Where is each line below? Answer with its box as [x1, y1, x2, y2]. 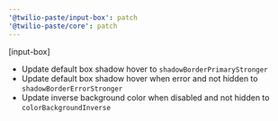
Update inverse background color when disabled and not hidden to [21, 91, 270, 103]
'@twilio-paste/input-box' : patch [8, 13, 139, 22]
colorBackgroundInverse [21, 103, 112, 112]
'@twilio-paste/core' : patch [8, 22, 118, 30]
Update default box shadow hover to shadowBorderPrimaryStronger [21, 64, 269, 74]
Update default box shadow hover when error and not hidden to [21, 73, 258, 83]
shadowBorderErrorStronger [21, 84, 123, 93]
